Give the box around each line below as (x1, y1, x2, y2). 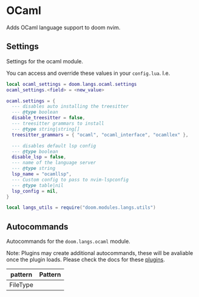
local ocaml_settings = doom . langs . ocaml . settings (6, 81, 137, 87)
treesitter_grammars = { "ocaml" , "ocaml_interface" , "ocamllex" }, (12, 131, 189, 138)
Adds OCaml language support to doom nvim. (6, 24, 121, 31)
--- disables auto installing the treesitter (12, 103, 129, 110)
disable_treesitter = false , (12, 115, 86, 121)
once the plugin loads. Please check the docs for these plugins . (6, 256, 165, 264)
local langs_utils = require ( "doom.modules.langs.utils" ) (6, 204, 156, 211)
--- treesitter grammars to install (12, 121, 104, 127)
